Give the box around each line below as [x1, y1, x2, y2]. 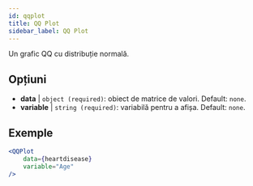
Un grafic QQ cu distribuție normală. [8, 49, 130, 59]
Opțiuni [8, 72, 47, 86]
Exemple [8, 126, 54, 140]
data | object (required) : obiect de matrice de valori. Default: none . [19, 94, 247, 104]
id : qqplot [8, 11, 45, 20]
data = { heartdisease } [23, 154, 92, 163]
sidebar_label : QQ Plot [8, 27, 89, 35]
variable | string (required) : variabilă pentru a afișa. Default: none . [19, 103, 246, 112]
